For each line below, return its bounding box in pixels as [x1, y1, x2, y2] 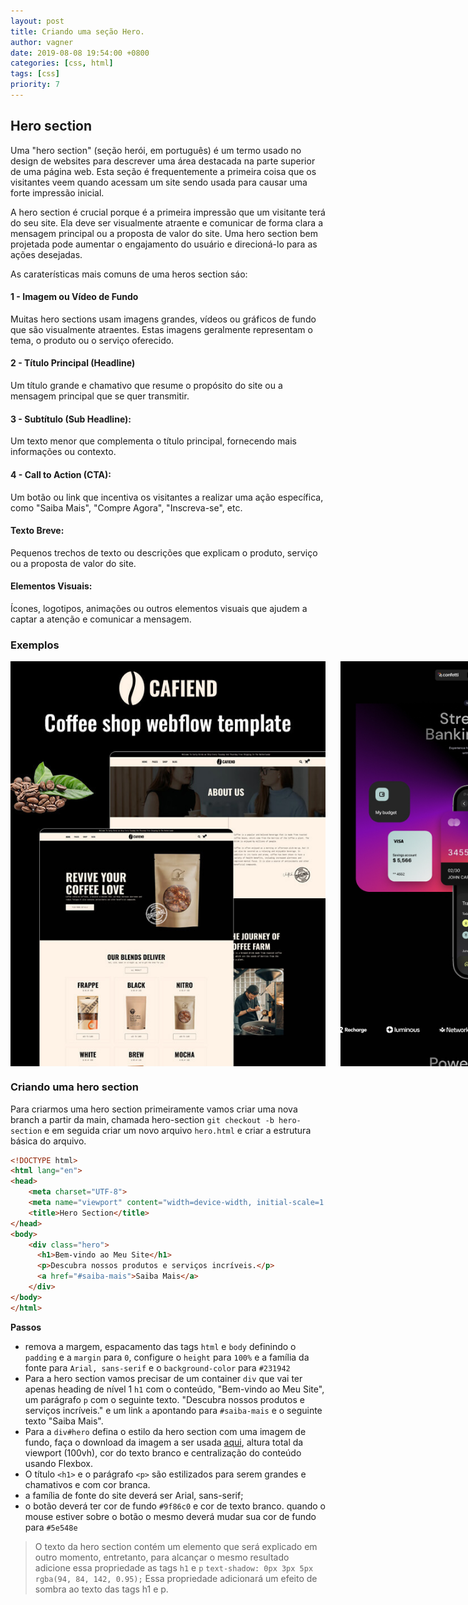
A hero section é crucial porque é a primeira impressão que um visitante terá [10, 206, 326, 218]
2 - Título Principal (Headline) [10, 357, 136, 369]
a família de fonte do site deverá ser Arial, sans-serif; [24, 1489, 244, 1501]
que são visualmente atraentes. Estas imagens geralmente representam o [10, 323, 313, 335]
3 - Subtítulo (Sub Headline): [10, 413, 132, 425]
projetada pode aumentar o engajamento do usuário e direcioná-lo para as [10, 238, 318, 250]
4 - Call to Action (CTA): [10, 468, 112, 480]
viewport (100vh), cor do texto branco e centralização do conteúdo [24, 1446, 302, 1459]
